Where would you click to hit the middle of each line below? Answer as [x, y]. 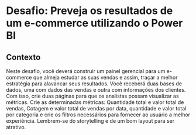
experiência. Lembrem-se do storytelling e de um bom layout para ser [90, 121]
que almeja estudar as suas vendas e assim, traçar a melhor [105, 77]
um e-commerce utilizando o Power [94, 23]
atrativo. [16, 127]
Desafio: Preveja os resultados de [90, 11]
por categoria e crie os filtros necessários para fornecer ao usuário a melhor [98, 115]
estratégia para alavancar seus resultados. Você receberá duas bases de [94, 84]
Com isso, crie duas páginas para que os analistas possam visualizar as [93, 96]
